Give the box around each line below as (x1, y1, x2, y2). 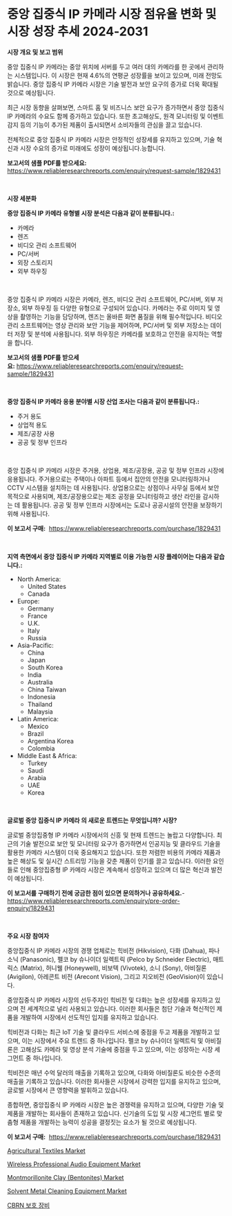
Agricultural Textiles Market (7, 1146, 86, 1154)
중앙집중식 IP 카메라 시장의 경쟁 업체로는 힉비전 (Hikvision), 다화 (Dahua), (7, 946, 207, 955)
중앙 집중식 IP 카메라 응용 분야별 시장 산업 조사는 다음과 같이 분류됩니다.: (7, 397, 200, 405)
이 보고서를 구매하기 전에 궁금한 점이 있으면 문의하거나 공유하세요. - (7, 888, 185, 897)
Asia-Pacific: (17, 641, 54, 649)
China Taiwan (27, 685, 67, 694)
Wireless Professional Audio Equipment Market (7, 1160, 141, 1168)
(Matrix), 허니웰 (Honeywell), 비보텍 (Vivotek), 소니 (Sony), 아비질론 (19, 964, 207, 972)
